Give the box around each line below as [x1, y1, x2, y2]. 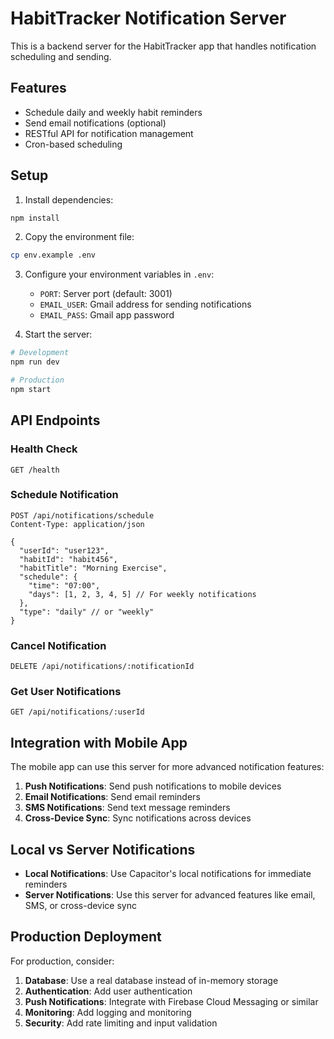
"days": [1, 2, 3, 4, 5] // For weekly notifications [28, 589, 257, 599]
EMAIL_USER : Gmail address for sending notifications [39, 298, 252, 311]
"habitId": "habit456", [19, 554, 118, 564]
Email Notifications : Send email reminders [24, 791, 201, 803]
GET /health [10, 465, 60, 475]
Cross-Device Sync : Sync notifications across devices [24, 812, 252, 824]
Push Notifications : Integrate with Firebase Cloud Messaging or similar [24, 995, 319, 1007]
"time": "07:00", [28, 580, 101, 591]
